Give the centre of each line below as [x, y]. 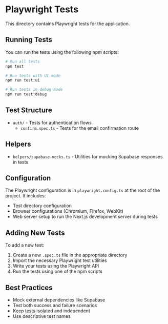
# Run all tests [23, 62]
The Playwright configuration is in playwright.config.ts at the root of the [83, 190]
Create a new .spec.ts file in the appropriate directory [70, 255]
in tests [20, 162]
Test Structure [29, 110]
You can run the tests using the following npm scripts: [62, 52]
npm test [15, 66]
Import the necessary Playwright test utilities [60, 260]
